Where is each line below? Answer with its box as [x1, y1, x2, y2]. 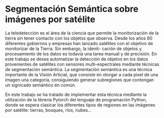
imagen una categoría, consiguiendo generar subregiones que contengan [5, 77, 154, 83]
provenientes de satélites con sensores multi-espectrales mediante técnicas [5, 61, 160, 67]
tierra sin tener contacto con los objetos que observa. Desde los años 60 [5, 35, 153, 41]
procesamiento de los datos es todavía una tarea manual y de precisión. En [5, 50, 157, 57]
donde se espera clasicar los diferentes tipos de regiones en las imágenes [5, 102, 156, 108]
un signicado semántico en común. [5, 82, 76, 88]
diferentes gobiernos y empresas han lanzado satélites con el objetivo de [5, 40, 153, 46]
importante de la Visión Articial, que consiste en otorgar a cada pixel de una [5, 71, 159, 77]
